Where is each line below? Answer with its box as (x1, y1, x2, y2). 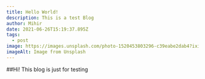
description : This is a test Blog (6, 15, 95, 21)
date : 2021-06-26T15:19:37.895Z (6, 26, 88, 32)
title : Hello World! (6, 9, 59, 15)
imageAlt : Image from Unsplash (6, 49, 86, 55)
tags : (6, 32, 20, 38)
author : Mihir (6, 20, 43, 26)
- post (12, 37, 29, 43)
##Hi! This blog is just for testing (6, 66, 88, 73)
